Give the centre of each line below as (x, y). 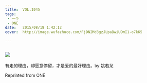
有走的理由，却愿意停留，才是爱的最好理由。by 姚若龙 (59, 66)
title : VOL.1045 (23, 9)
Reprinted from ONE (25, 75)
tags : (10, 14)
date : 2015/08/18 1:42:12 (34, 28)
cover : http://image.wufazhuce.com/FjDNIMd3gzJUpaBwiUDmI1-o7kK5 (74, 32)
